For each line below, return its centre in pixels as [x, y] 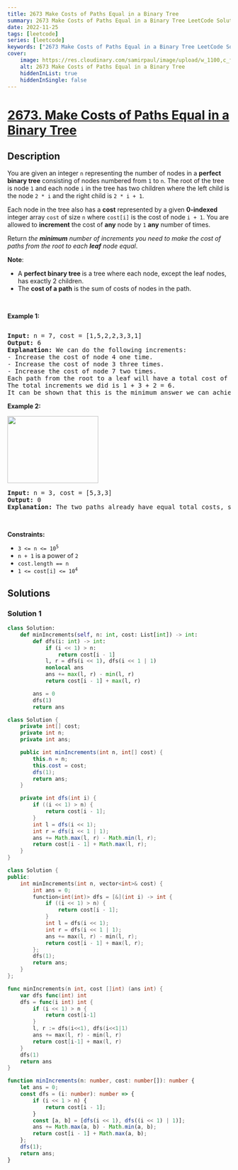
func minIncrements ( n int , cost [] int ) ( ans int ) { [85, 989]
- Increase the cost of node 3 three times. [86, 364]
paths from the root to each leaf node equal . [73, 246]
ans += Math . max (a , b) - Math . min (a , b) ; [95, 1127]
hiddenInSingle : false [53, 80]
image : [30, 60]
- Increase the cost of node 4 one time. [80, 357]
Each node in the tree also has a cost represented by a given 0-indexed [113, 209]
